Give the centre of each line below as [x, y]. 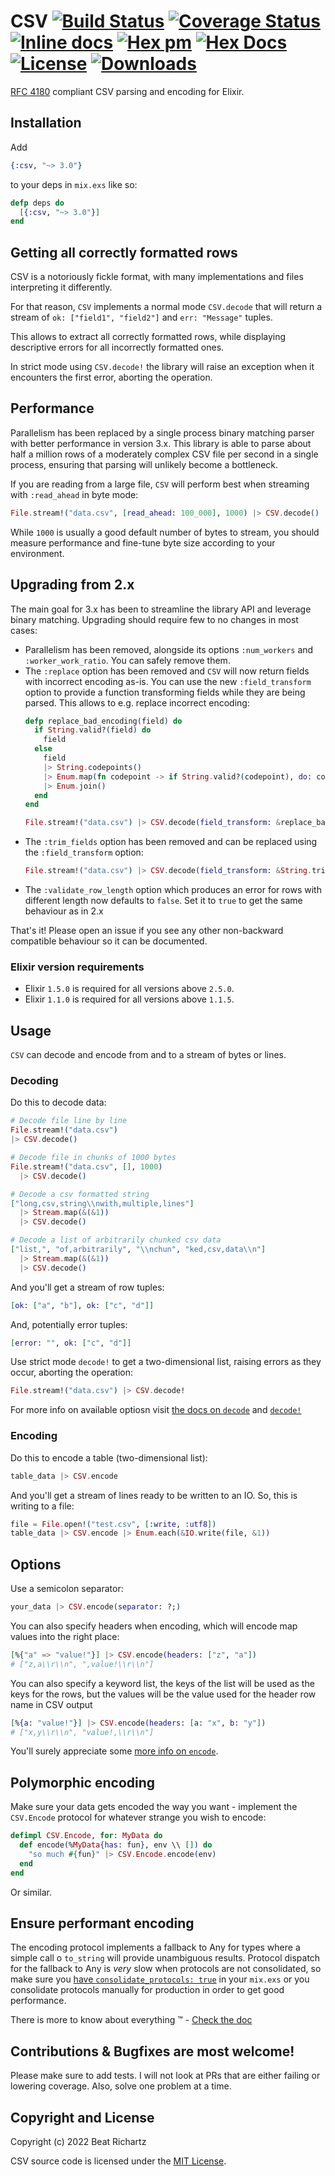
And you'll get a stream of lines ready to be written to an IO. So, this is [154, 1495]
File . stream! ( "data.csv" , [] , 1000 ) [86, 1166]
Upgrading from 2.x [72, 585]
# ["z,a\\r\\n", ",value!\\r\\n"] [82, 1664]
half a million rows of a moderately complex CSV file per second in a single [164, 454]
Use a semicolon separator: [67, 1589]
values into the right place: [65, 1636]
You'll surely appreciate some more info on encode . [114, 1751]
